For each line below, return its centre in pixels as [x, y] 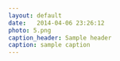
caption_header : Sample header [60, 38]
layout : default [35, 15]
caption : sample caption [49, 45]
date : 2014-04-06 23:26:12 [56, 23]
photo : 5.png [30, 30]
